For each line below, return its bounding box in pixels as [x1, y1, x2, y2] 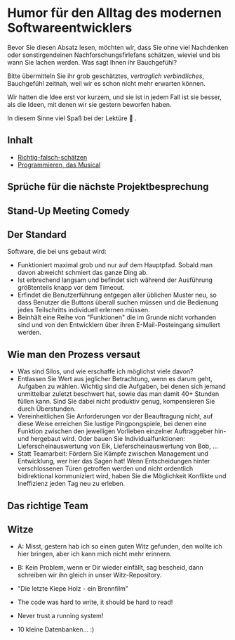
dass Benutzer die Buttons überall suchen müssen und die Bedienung [17, 298, 219, 307]
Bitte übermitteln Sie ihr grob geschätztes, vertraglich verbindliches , [7, 72, 205, 80]
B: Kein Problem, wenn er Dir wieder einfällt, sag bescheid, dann [17, 563, 203, 572]
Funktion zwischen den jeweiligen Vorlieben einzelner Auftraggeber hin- [17, 427, 227, 435]
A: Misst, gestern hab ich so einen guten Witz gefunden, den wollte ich [17, 542, 222, 551]
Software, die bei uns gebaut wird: [7, 248, 107, 256]
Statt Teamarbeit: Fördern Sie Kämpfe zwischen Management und [17, 449, 209, 458]
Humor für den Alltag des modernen [7, 5, 222, 21]
